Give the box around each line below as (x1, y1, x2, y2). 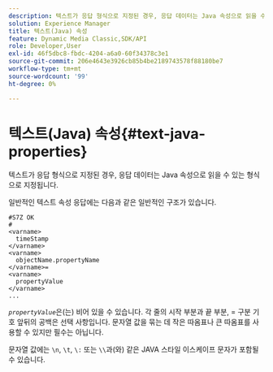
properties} (8, 142, 88, 161)
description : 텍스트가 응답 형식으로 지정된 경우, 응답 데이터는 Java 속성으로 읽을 (8, 11, 258, 20)
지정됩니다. (23, 180, 59, 190)
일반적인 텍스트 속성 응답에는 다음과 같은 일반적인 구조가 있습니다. (8, 197, 217, 207)
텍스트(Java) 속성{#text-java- (8, 124, 206, 143)
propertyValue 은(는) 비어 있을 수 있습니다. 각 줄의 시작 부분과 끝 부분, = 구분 (8, 307, 251, 317)
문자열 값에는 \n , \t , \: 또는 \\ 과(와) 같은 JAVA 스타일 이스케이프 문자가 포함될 (8, 344, 259, 354)
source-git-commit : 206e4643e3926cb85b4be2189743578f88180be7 (8, 58, 223, 66)
